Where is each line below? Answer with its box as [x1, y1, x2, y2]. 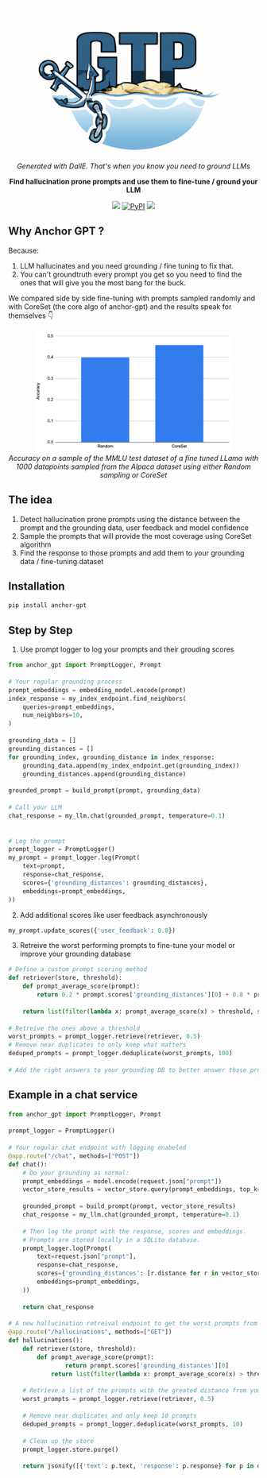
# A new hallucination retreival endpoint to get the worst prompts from [8, 1320, 258, 1328]
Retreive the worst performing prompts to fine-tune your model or [19, 941, 236, 950]
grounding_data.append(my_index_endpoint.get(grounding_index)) [22, 761, 240, 769]
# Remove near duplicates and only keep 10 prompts [22, 1412, 197, 1420]
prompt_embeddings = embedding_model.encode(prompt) [8, 686, 187, 694]
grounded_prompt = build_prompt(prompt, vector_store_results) [22, 1202, 237, 1210]
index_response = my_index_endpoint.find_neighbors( [8, 695, 187, 702]
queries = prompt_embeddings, [22, 702, 115, 711]
